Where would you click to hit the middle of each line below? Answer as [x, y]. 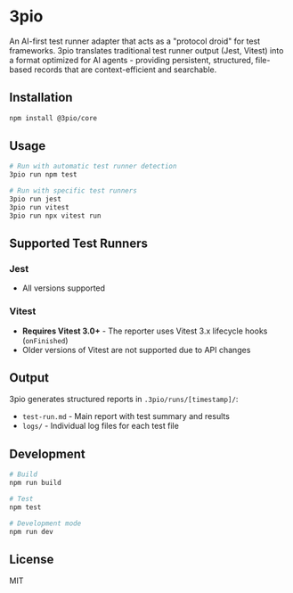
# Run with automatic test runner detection [93, 167]
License [32, 559]
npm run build [36, 483]
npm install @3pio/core [53, 118]
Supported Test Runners [79, 244]
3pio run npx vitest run [55, 216]
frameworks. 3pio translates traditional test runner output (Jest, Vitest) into [146, 50]
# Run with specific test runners [73, 191]
